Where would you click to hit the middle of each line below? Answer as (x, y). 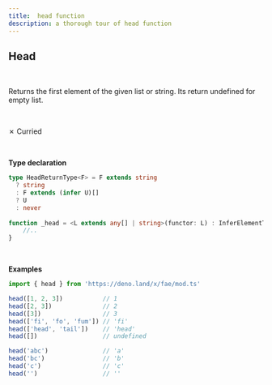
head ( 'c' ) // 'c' (67, 366)
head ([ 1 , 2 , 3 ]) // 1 (63, 299)
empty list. (26, 100)
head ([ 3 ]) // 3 (63, 314)
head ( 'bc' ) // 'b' (67, 359)
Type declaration (38, 163)
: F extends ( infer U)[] (57, 193)
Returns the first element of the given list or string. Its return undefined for (132, 92)
